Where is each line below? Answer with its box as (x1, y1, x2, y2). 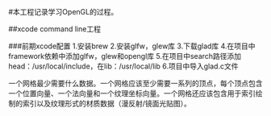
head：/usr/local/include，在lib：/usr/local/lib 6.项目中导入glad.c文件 (8, 61, 239, 71)
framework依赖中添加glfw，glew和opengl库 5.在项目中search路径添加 (8, 52, 242, 60)
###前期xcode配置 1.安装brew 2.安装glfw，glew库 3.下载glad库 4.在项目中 (8, 41, 256, 51)
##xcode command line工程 (8, 24, 101, 34)
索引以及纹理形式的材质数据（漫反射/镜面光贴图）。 (22, 99, 192, 108)
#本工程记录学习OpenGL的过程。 (8, 7, 119, 16)
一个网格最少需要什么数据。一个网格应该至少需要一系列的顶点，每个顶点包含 (8, 79, 263, 88)
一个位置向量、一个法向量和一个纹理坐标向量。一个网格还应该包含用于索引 (8, 89, 256, 98)
